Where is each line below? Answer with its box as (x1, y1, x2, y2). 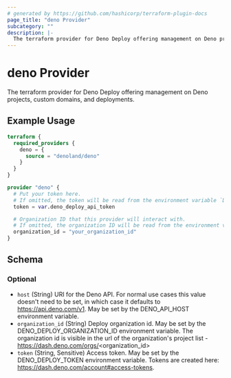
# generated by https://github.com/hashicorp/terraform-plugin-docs (7, 10, 208, 17)
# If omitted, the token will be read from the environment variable (13, 197, 217, 203)
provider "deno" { (7, 184, 60, 191)
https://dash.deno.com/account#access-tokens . (16, 363, 155, 371)
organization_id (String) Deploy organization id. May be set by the (16, 319, 206, 327)
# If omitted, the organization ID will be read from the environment (13, 222, 220, 229)
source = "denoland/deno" (25, 153, 100, 159)
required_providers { (13, 140, 76, 146)
